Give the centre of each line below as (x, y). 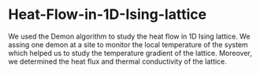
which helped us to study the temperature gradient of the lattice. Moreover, (130, 53)
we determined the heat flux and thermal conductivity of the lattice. (117, 61)
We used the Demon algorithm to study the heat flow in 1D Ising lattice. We (129, 36)
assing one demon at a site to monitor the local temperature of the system (128, 44)
